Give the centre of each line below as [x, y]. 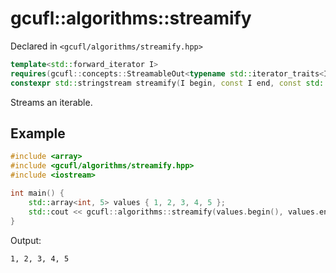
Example [38, 133]
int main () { [37, 193]
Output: [26, 240]
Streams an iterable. [51, 102]
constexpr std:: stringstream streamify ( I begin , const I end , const [156, 83]
